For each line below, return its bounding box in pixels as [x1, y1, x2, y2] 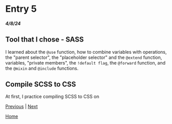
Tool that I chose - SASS [5, 35, 84, 44]
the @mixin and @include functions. [5, 65, 79, 71]
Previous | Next [5, 104, 38, 110]
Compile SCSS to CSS [5, 80, 76, 89]
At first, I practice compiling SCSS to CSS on [5, 93, 100, 100]
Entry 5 [5, 3, 37, 15]
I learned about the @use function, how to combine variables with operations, [5, 49, 167, 55]
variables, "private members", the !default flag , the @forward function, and [5, 59, 166, 66]
